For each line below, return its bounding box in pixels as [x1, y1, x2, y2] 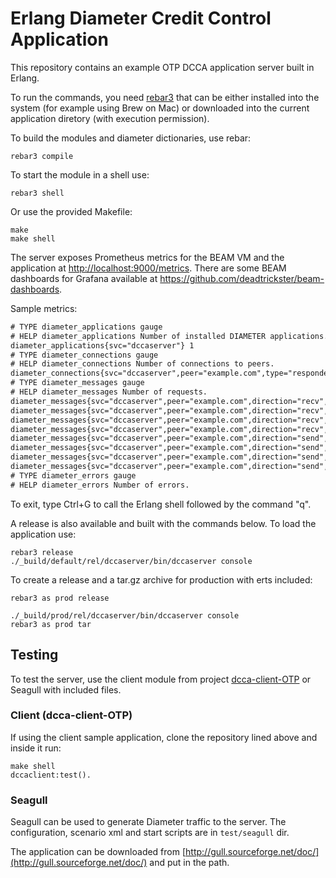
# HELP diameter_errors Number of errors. [10, 480, 190, 490]
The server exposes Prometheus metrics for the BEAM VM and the [10, 251, 285, 263]
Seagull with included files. [10, 683, 122, 696]
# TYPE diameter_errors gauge [10, 470, 137, 481]
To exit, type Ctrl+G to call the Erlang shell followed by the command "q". [10, 498, 312, 510]
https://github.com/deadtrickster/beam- [159, 272, 325, 284]
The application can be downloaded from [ [10, 846, 187, 858]
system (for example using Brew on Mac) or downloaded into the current [10, 102, 310, 114]
